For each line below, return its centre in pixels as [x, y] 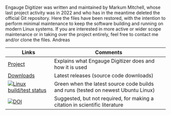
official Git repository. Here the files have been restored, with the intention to [85, 18]
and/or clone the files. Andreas [38, 40]
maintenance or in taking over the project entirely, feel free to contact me [82, 34]
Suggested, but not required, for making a [104, 98]
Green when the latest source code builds [104, 84]
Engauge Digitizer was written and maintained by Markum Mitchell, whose [83, 7]
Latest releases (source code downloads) [104, 76]
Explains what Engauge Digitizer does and [104, 61]
